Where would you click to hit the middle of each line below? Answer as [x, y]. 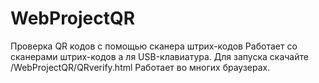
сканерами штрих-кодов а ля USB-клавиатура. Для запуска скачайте [159, 56]
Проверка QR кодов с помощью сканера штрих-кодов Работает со [154, 46]
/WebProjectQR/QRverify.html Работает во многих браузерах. [140, 67]
